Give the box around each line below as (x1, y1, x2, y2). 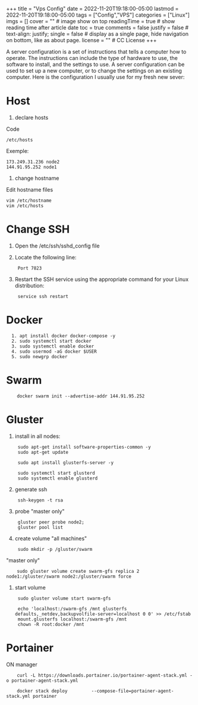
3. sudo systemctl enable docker (11, 343, 95, 349)
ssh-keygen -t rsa (17, 497, 64, 503)
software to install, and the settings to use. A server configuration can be (6, 61, 185, 68)
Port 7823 (17, 265, 42, 271)
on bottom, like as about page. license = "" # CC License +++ (6, 37, 157, 43)
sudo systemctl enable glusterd (17, 475, 98, 481)
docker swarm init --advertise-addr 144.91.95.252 (17, 393, 145, 399)
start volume (14, 584, 46, 591)
